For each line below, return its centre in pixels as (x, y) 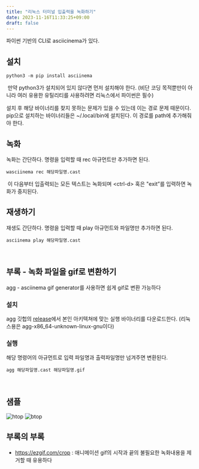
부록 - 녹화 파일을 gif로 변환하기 (61, 272)
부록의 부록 (25, 437)
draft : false (22, 23)
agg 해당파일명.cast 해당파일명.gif (46, 370)
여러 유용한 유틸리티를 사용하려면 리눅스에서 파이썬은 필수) (85, 95)
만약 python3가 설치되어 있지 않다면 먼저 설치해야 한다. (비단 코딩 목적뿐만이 (97, 88)
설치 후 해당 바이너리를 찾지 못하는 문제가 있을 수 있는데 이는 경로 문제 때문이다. (99, 108)
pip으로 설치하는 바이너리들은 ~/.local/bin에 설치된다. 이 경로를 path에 (89, 115)
